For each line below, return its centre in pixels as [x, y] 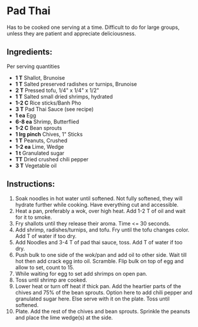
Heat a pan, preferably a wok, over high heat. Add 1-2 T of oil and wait [100, 211]
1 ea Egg [26, 115]
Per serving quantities [33, 66]
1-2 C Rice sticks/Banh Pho [48, 103]
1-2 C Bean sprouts [39, 127]
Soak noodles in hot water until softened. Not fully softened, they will [99, 198]
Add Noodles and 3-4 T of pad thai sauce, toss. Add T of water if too [99, 242]
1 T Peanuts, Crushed [41, 140]
